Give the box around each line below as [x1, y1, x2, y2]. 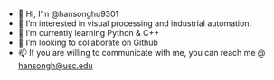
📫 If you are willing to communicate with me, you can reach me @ [17, 48, 266, 58]
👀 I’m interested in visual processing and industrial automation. [17, 18, 251, 29]
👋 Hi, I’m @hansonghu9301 [17, 9, 119, 19]
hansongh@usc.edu [17, 60, 93, 71]
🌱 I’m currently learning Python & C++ [17, 28, 160, 38]
